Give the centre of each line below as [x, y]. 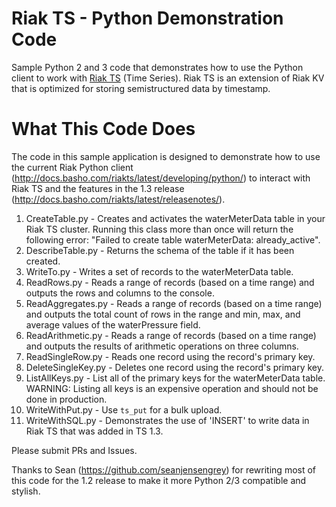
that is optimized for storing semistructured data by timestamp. [141, 88]
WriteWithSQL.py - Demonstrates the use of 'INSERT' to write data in [167, 420]
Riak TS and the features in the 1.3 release [98, 188]
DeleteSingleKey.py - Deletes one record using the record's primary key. [175, 367]
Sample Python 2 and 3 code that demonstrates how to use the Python [157, 67]
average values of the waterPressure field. [113, 324]
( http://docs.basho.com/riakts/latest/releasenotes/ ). [118, 199]
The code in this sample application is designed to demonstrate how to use [166, 156]
